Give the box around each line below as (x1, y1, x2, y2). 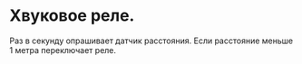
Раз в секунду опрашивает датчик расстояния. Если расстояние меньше (9, 35, 293, 46)
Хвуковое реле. (9, 5, 135, 26)
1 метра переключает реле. (9, 44, 116, 55)
